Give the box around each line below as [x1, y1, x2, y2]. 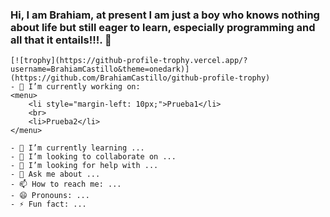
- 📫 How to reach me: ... [10, 179, 122, 190]
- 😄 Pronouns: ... [10, 191, 90, 201]
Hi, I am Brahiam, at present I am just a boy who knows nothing [10, 8, 320, 22]
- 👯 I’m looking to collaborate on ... [10, 152, 177, 162]
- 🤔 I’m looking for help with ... [10, 161, 159, 171]
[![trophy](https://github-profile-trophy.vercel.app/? [10, 56, 248, 66]
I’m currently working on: [28, 82, 141, 92]
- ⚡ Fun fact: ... [10, 199, 87, 210]
